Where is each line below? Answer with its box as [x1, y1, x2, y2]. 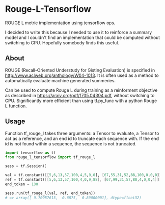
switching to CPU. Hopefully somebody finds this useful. [5, 39, 119, 45]
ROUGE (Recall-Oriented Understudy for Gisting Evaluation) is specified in [5, 67, 155, 73]
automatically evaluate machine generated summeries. [5, 77, 116, 83]
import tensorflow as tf [5, 150, 56, 155]
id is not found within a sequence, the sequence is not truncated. [5, 140, 137, 146]
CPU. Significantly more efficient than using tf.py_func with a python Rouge [5, 98, 157, 103]
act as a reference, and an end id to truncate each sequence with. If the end [5, 136, 159, 141]
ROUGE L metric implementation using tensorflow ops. [5, 20, 115, 26]
